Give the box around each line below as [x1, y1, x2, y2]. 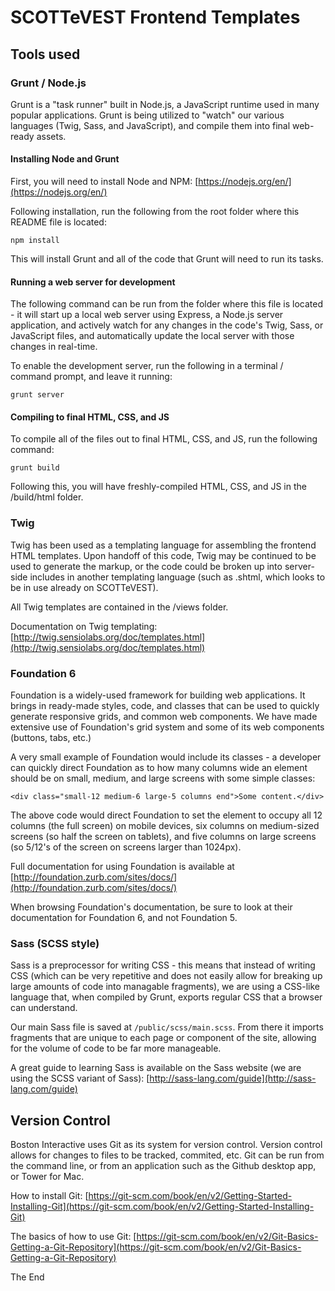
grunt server [10, 390, 65, 400]
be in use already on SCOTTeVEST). [10, 581, 159, 593]
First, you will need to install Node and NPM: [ [10, 176, 199, 188]
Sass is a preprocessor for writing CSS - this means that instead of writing [10, 959, 316, 971]
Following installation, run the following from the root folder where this [10, 206, 300, 218]
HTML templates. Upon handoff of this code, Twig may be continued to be [10, 549, 317, 561]
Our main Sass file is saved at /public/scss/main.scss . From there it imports [10, 1021, 324, 1033]
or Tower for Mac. [10, 1171, 85, 1183]
